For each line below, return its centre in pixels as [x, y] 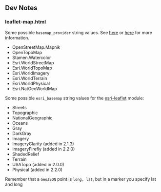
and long [14, 184]
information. [17, 38]
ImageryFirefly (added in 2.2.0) [43, 149]
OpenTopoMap [27, 52]
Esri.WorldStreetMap [33, 62]
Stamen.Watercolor [31, 58]
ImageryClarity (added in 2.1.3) [43, 144]
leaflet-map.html [26, 22]
